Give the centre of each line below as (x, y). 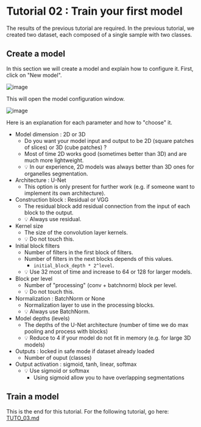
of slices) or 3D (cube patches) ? (65, 147)
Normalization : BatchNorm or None (60, 298)
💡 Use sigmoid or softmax (57, 370)
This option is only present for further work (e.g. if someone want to (109, 186)
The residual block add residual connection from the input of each (107, 206)
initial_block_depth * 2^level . (74, 265)
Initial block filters (37, 246)
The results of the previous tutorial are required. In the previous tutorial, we (100, 28)
